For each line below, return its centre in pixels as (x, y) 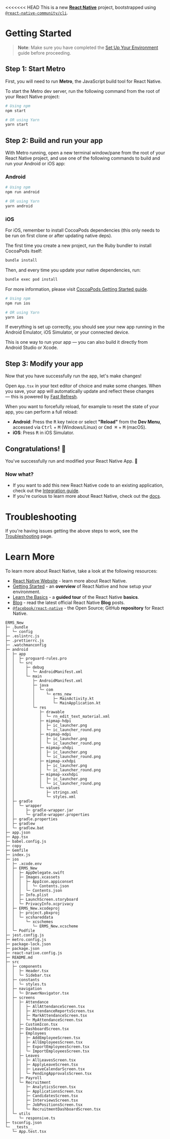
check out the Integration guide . (46, 491)
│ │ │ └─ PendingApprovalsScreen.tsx (49, 1074)
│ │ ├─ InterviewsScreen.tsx (42, 1100)
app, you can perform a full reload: (42, 412)
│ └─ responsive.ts (30, 1118)
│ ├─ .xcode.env (24, 864)
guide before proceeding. (44, 53)
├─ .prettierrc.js (25, 641)
